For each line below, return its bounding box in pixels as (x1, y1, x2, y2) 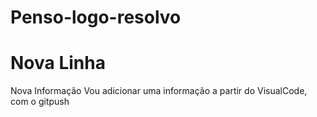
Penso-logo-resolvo (10, 6, 182, 29)
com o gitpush (10, 96, 70, 108)
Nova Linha (10, 52, 106, 75)
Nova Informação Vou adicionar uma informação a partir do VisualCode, (10, 85, 308, 97)
